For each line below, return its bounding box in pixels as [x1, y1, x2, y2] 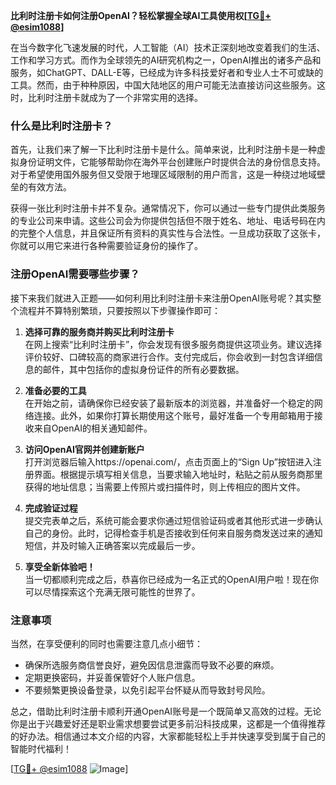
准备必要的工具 [24, 384, 87, 396]
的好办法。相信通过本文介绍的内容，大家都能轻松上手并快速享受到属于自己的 [10, 730, 326, 742]
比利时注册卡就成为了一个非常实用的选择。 [27, 92, 203, 103]
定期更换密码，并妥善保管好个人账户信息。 [24, 671, 201, 683]
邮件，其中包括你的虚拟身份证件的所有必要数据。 [42, 363, 245, 375]
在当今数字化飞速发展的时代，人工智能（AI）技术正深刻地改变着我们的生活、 [10, 42, 326, 53]
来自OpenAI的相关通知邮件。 [33, 422, 153, 434]
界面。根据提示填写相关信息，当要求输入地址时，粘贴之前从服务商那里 [33, 468, 323, 480]
